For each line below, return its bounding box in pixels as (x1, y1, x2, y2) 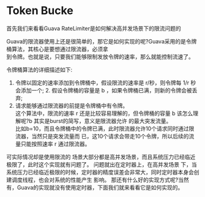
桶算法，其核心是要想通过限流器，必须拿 (6, 45, 108, 53)
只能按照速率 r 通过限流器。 (20, 140, 91, 147)
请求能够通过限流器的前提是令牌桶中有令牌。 (15, 102, 129, 109)
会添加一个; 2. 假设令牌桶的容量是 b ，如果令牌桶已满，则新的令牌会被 (15, 86, 192, 94)
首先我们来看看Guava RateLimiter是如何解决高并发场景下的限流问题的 (6, 24, 182, 32)
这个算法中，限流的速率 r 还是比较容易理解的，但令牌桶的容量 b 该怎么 (15, 110, 193, 117)
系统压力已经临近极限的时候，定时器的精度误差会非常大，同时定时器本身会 (6, 168, 194, 176)
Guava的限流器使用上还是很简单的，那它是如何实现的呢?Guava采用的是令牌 (6, 37, 197, 45)
